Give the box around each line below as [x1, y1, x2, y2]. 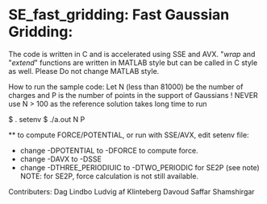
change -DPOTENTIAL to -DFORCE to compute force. [19, 145, 199, 155]
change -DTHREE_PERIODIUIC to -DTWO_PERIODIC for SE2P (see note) [19, 162, 260, 172]
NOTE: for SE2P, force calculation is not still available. [19, 171, 199, 181]
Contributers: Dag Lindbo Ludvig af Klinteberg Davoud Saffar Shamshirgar [8, 186, 256, 196]
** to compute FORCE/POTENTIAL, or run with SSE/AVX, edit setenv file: [8, 130, 249, 140]
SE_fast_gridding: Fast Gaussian [8, 6, 230, 24]
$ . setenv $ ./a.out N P [8, 114, 86, 124]
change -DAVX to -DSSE [19, 154, 102, 164]
